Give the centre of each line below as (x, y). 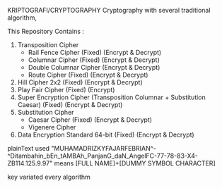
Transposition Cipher (48, 45)
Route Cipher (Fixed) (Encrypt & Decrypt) (88, 75)
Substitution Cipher (46, 112)
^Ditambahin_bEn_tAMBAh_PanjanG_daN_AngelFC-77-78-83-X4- (103, 156)
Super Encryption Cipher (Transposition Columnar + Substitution (112, 97)
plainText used (29, 148)
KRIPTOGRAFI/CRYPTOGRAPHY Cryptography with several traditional (109, 10)
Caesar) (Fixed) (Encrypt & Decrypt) (70, 105)
